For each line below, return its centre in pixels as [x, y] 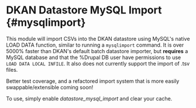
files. [12, 69]
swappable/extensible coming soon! [50, 87]
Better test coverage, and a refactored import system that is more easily [93, 81]
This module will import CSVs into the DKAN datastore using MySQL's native [98, 39]
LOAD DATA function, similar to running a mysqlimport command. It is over [95, 45]
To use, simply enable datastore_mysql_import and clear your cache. [89, 98]
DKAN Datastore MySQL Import [84, 10]
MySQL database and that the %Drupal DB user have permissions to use [94, 57]
